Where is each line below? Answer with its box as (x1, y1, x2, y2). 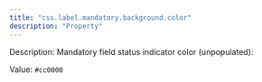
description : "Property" (9, 22, 103, 31)
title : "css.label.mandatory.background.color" (9, 13, 192, 23)
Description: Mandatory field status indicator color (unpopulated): (9, 46, 254, 57)
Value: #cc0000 (9, 64, 63, 75)
